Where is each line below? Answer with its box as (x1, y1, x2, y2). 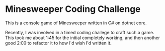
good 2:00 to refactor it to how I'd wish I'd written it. (5, 40, 112, 46)
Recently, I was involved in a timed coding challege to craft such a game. (5, 29, 155, 35)
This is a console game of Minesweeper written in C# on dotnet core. (5, 20, 147, 26)
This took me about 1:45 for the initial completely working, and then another (5, 35, 160, 41)
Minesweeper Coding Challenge (5, 3, 141, 15)
